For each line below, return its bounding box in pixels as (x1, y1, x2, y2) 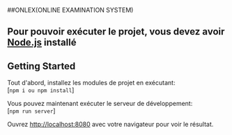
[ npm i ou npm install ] (7, 86, 75, 94)
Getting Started (7, 60, 76, 72)
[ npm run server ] (7, 107, 56, 115)
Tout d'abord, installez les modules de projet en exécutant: (7, 79, 176, 87)
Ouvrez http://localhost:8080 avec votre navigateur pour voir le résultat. (7, 120, 214, 129)
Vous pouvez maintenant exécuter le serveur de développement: (7, 100, 193, 108)
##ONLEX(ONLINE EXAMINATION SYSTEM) (7, 6, 134, 14)
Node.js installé (7, 37, 77, 48)
